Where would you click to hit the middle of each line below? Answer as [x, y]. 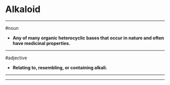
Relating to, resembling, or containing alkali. [60, 67]
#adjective [16, 58]
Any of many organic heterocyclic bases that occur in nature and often [88, 38]
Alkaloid [23, 9]
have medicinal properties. [41, 43]
